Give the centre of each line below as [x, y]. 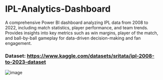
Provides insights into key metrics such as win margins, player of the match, [81, 33]
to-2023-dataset [26, 62]
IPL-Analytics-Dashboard [58, 9]
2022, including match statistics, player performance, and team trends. [77, 27]
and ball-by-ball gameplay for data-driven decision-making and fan [73, 38]
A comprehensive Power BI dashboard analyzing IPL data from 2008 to [77, 22]
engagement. [18, 43]
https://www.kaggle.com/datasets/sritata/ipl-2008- [91, 56]
